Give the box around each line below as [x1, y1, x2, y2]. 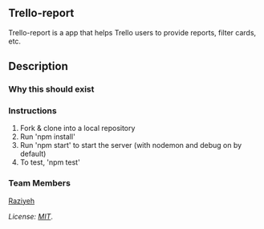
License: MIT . [8, 211, 54, 221]
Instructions [8, 105, 58, 117]
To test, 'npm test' [19, 157, 80, 167]
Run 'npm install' [19, 132, 76, 141]
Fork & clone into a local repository [19, 124, 136, 133]
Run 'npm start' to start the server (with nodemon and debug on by [19, 141, 242, 150]
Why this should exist [8, 84, 95, 95]
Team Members [8, 178, 71, 189]
